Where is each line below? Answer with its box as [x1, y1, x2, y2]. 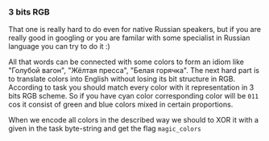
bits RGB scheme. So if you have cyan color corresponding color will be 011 [8, 91, 259, 101]
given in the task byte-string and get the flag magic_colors [8, 123, 201, 134]
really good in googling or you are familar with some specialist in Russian [8, 33, 250, 42]
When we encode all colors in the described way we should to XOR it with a [8, 115, 259, 125]
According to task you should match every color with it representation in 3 [8, 83, 255, 92]
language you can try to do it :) [8, 42, 110, 51]
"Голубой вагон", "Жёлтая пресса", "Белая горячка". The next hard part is [8, 66, 260, 75]
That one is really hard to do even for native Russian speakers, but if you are [8, 25, 262, 34]
